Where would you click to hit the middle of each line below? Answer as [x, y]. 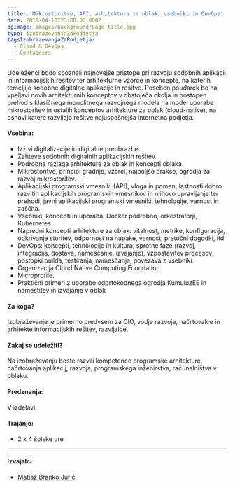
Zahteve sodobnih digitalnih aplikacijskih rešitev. [87, 156]
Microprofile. [36, 276]
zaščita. [29, 209]
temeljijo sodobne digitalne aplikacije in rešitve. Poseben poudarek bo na [112, 88]
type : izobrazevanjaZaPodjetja [53, 33]
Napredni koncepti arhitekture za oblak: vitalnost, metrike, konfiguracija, [121, 231]
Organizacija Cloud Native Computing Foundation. [90, 268]
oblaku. [18, 376]
